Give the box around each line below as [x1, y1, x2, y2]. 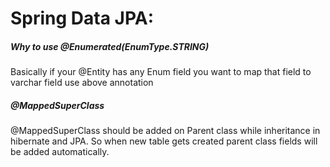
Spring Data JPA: [10, 7, 155, 30]
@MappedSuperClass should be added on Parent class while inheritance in [10, 125, 321, 137]
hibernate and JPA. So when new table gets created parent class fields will [10, 135, 318, 147]
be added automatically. [10, 146, 110, 158]
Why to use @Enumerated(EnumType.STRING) [10, 40, 210, 52]
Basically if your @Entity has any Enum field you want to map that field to [10, 66, 312, 78]
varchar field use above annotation [10, 77, 154, 89]
